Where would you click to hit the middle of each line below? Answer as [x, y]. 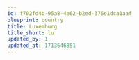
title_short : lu [31, 33]
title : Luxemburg [32, 26]
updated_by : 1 [28, 39]
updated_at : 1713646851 [42, 46]
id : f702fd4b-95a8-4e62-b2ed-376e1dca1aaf [69, 13]
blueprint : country [35, 20]
